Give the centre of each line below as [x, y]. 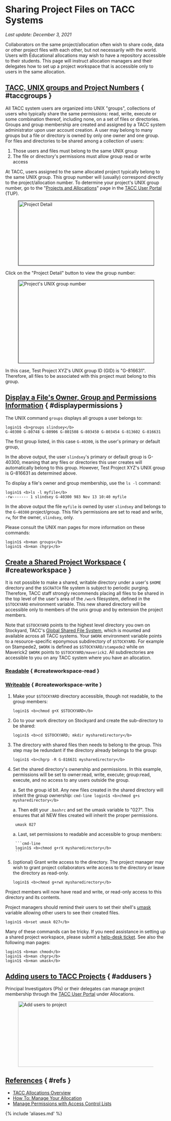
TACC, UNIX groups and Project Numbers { [75, 88]
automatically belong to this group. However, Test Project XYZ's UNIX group [85, 467]
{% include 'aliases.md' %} [34, 1114]
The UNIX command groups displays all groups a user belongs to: [74, 418]
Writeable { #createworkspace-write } [54, 685]
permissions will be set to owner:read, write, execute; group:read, [82, 774]
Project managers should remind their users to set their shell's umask [78, 907]
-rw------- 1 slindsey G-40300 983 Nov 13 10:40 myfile [66, 497]
